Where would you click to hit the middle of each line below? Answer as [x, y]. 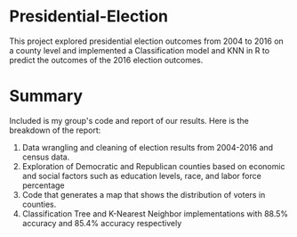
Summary [46, 96]
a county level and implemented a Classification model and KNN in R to [139, 50]
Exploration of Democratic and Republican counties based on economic [153, 166]
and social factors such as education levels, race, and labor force [142, 176]
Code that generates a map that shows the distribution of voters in [144, 194]
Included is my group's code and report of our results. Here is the [129, 120]
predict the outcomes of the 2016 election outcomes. [106, 60]
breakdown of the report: [55, 130]
